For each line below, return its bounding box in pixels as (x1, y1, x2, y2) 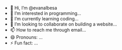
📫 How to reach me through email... (10, 27, 86, 33)
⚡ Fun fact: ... (10, 40, 38, 46)
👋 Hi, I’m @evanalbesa (10, 5, 57, 11)
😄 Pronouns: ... (10, 34, 43, 40)
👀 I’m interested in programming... (10, 10, 81, 16)
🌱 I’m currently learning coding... (10, 16, 79, 21)
